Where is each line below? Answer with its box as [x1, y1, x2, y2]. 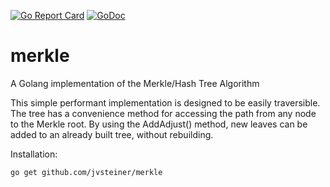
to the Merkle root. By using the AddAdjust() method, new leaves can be [10, 118, 308, 130]
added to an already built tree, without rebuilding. [10, 128, 214, 140]
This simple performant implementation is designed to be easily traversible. [10, 96, 321, 109]
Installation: [10, 148, 58, 160]
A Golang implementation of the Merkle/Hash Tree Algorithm [10, 77, 260, 89]
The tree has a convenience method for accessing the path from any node [10, 107, 317, 119]
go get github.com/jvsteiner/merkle [10, 167, 163, 177]
